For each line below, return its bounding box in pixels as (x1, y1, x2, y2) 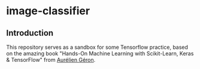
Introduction (6, 28, 54, 38)
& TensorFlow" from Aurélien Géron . (6, 57, 96, 63)
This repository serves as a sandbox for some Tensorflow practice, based (6, 43, 189, 51)
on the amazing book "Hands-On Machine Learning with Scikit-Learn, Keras (6, 50, 194, 57)
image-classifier (6, 4, 90, 18)
